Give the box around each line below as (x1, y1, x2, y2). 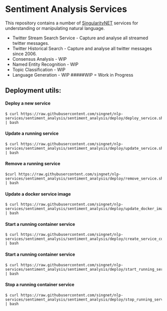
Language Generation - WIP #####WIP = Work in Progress (12, 72, 133, 78)
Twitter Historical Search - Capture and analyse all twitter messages (12, 45, 153, 51)
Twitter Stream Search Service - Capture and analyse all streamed (12, 35, 148, 41)
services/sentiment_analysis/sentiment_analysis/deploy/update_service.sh (5, 146, 164, 151)
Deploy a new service (5, 100, 51, 106)
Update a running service (5, 130, 59, 136)
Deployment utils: (5, 86, 62, 95)
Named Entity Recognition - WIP (12, 61, 79, 67)
